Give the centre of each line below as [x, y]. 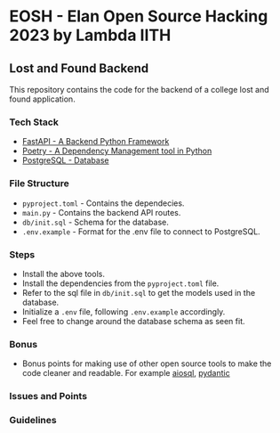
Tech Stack [34, 122]
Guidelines [33, 421]
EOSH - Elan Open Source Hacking [139, 16]
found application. [42, 99]
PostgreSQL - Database [65, 160]
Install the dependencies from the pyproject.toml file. [120, 283]
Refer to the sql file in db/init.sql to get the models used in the [139, 292]
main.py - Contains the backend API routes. [101, 212]
